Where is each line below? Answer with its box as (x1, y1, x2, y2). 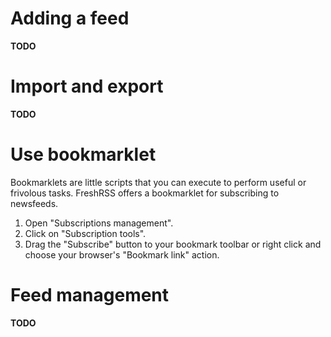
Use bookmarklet (10, 143, 157, 166)
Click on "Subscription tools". (24, 227, 147, 239)
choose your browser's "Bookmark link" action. (24, 248, 220, 261)
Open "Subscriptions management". (24, 217, 174, 229)
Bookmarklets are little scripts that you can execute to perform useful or (10, 176, 307, 188)
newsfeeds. (10, 197, 59, 209)
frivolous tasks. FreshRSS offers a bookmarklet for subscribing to (10, 187, 280, 199)
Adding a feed (10, 7, 130, 30)
